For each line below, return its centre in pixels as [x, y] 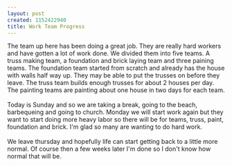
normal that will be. [35, 156]
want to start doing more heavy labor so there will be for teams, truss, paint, [115, 120]
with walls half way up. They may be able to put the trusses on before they [114, 75]
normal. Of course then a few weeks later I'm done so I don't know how [109, 149]
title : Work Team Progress [46, 26]
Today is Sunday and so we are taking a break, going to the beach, [102, 105]
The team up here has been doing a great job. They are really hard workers [114, 46]
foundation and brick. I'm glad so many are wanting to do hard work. [105, 127]
